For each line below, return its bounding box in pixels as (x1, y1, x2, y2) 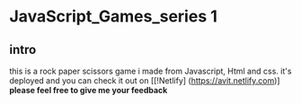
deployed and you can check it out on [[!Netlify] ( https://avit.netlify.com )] (9, 75, 280, 86)
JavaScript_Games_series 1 (9, 6, 218, 27)
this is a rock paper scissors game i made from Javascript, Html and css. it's (9, 65, 292, 76)
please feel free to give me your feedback (9, 85, 168, 95)
